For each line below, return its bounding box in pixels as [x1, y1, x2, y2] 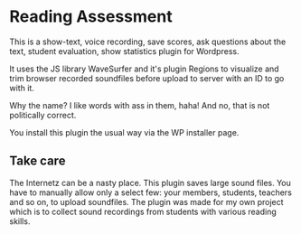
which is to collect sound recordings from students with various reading [9, 206, 277, 217]
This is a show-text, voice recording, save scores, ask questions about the [9, 36, 287, 47]
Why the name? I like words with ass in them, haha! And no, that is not [9, 99, 270, 110]
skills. [9, 215, 31, 227]
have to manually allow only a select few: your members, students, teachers [9, 187, 292, 198]
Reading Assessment [9, 6, 174, 27]
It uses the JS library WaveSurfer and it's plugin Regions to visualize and [9, 63, 279, 74]
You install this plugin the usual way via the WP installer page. [9, 126, 240, 137]
